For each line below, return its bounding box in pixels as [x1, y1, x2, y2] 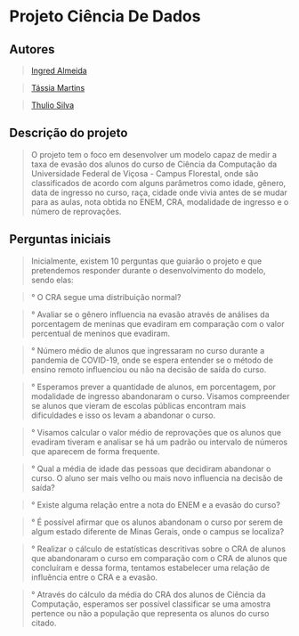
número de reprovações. [30, 206, 122, 216]
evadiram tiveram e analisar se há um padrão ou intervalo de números [30, 436, 287, 447]
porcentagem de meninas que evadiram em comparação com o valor [30, 318, 285, 329]
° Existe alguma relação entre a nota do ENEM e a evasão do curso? [30, 499, 280, 510]
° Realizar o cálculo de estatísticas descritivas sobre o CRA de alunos [30, 543, 287, 554]
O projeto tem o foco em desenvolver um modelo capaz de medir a [30, 149, 278, 159]
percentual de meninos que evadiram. [30, 328, 171, 338]
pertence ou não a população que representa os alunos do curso [30, 607, 270, 618]
